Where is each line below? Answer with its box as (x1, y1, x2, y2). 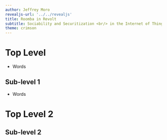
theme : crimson (5, 26, 37, 31)
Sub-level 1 (5, 78, 41, 86)
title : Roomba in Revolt (5, 16, 57, 21)
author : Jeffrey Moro (5, 7, 50, 12)
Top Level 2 (5, 109, 54, 120)
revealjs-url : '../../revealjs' (5, 12, 72, 17)
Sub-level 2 (5, 128, 42, 137)
